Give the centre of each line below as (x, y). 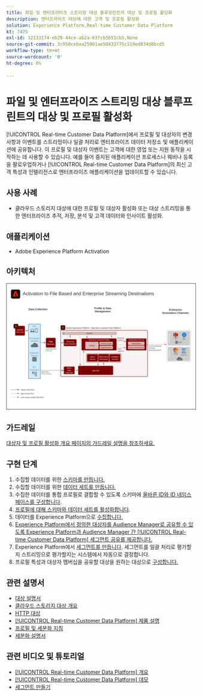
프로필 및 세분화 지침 (39, 628)
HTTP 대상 (28, 613)
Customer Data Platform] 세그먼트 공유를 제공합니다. (90, 540)
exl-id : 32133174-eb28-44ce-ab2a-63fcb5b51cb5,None (72, 38)
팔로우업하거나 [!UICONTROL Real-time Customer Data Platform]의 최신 (99, 164)
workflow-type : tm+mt (33, 51)
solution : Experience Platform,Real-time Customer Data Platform (89, 25)
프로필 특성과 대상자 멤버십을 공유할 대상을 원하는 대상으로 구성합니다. (97, 562)
